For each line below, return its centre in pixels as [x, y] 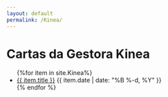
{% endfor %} [36, 87]
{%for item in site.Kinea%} [54, 73]
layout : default [30, 13]
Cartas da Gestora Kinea [78, 54]
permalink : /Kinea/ [35, 20]
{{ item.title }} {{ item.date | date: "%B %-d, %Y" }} [89, 80]
